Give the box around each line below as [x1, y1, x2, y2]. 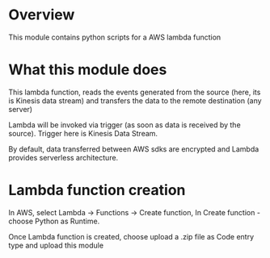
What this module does [8, 60, 167, 79]
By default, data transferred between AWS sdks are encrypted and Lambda [8, 144, 259, 154]
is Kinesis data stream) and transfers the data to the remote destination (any [8, 95, 262, 106]
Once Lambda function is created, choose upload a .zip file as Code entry [8, 231, 255, 241]
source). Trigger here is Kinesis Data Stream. [8, 128, 158, 138]
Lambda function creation [8, 181, 186, 199]
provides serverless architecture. [8, 152, 119, 162]
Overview [8, 6, 75, 24]
